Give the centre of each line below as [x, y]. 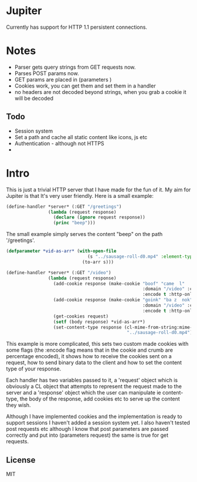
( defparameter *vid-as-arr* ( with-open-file [61, 251]
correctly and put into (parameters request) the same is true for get [87, 435]
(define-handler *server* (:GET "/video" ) [59, 272]
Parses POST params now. [47, 73]
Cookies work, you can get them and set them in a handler [85, 86]
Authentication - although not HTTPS [59, 143]
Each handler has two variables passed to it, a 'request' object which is [92, 380]
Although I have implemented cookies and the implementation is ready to [94, 417]
